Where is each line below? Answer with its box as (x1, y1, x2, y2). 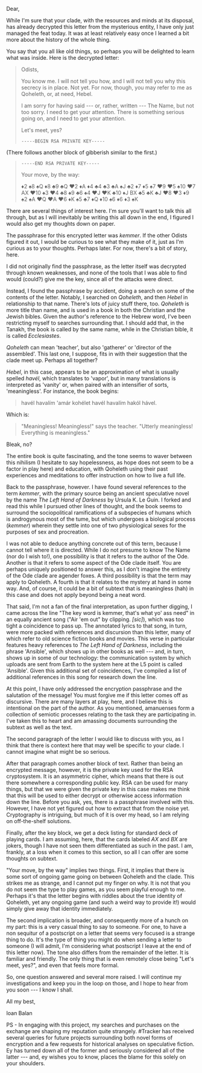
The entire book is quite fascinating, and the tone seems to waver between (6, 453, 192, 459)
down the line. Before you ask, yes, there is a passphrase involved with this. (6, 798, 195, 805)
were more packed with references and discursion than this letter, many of (6, 629, 191, 635)
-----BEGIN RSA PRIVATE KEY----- (21, 138, 106, 144)
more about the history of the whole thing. (6, 36, 111, 43)
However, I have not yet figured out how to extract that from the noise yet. (6, 805, 190, 812)
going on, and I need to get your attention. (21, 115, 126, 122)
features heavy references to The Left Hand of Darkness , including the (6, 642, 183, 648)
